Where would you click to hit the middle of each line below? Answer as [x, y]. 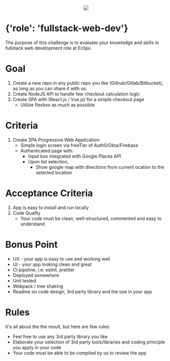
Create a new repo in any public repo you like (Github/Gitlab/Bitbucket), [88, 83]
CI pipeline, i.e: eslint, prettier [44, 270]
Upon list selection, [48, 161]
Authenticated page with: [47, 150]
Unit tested [24, 280]
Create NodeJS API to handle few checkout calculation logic [76, 94]
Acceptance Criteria [49, 193]
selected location [54, 173]
